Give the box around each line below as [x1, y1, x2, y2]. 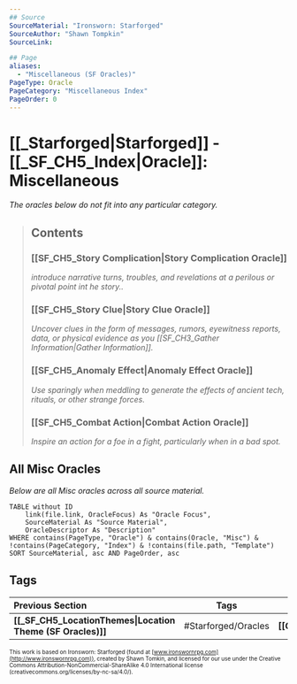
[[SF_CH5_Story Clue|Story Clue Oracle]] [30, 304, 210, 316]
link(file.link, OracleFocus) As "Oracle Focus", [25, 510, 212, 519]
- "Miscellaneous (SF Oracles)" [17, 70, 137, 80]
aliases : [9, 62, 42, 71]
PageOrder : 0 [9, 95, 57, 104]
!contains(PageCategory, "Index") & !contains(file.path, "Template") [9, 541, 275, 550]
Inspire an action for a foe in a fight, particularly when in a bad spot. [30, 436, 281, 447]
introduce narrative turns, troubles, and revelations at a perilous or [30, 272, 275, 283]
